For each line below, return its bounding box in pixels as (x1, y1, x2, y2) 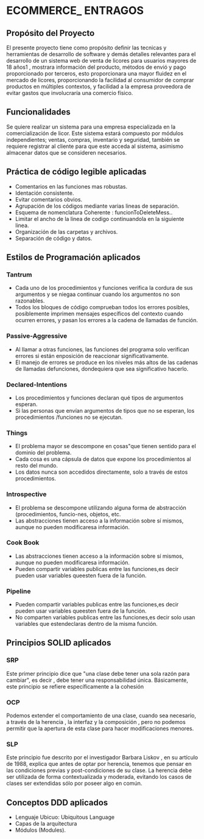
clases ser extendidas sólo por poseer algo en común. (6, 780, 142, 787)
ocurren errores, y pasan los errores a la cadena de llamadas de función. (15, 317, 199, 324)
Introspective (6, 490, 47, 499)
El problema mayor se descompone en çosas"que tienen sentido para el (15, 443, 196, 450)
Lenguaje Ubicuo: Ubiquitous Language (15, 813, 114, 821)
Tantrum (6, 270, 32, 279)
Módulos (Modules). (15, 826, 66, 834)
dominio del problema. (15, 449, 72, 457)
